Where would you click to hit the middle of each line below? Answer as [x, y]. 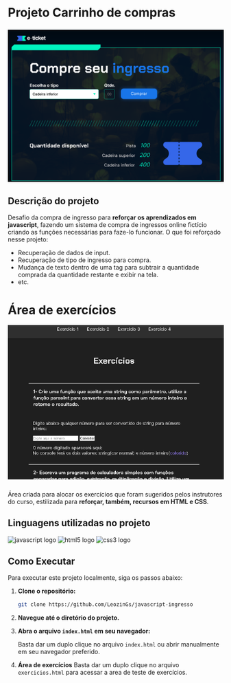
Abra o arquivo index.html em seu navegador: [84, 631]
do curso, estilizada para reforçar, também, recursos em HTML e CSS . [108, 501]
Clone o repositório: [47, 591]
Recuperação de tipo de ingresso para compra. [84, 260]
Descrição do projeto [53, 201]
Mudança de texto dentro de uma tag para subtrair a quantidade [108, 268]
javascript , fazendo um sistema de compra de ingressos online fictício [108, 225]
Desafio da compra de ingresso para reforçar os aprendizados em [102, 217]
